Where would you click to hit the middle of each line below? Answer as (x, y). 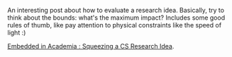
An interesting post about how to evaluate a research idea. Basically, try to (116, 10)
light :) (17, 32)
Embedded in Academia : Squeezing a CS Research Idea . (91, 46)
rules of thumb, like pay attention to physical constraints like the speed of (115, 25)
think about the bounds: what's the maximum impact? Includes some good (116, 18)
